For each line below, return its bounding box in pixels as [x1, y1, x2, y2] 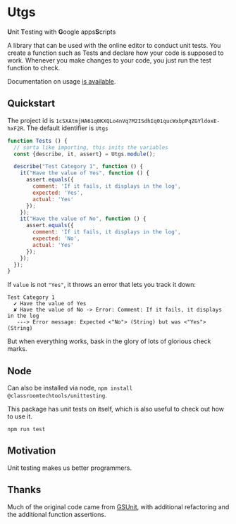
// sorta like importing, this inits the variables [13, 143, 169, 151]
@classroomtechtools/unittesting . [7, 391, 107, 400]
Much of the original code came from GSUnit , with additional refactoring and [7, 502, 230, 511]
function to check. [7, 63, 61, 72]
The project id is [7, 116, 55, 124]
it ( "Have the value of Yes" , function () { [20, 170, 150, 177]
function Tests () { [7, 137, 68, 144]
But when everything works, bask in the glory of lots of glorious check [7, 337, 211, 345]
